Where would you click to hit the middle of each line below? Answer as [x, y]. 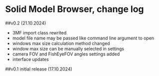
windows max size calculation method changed [61, 43]
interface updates [30, 59]
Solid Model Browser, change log [75, 9]
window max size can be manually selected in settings [68, 48]
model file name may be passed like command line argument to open [83, 38]
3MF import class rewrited [39, 32]
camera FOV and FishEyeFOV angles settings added [66, 54]
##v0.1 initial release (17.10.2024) [39, 69]
